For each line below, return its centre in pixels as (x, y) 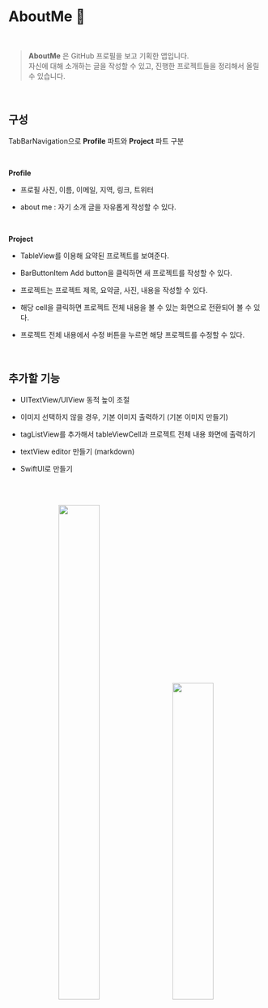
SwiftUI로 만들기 (46, 468)
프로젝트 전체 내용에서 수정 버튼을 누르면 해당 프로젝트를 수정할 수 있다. (132, 334)
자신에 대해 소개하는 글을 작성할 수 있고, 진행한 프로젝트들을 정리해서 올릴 (144, 66)
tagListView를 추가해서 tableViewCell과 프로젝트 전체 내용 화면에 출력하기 (138, 434)
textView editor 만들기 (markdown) (77, 451)
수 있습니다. (47, 75)
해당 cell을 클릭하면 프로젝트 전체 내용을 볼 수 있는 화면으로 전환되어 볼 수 (136, 307)
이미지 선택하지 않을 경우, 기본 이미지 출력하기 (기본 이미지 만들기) (124, 416)
